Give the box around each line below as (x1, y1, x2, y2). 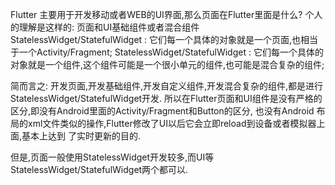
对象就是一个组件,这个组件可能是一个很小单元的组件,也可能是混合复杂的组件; (10, 59, 325, 70)
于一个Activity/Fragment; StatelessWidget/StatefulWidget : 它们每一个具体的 (10, 46, 324, 58)
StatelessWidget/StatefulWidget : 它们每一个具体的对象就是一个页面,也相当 (10, 34, 319, 45)
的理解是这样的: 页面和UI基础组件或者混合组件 (10, 21, 200, 33)
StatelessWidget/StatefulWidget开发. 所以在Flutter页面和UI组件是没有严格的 (10, 93, 323, 104)
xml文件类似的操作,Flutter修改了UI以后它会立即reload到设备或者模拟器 (27, 118, 317, 129)
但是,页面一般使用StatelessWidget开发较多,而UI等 (10, 151, 215, 163)
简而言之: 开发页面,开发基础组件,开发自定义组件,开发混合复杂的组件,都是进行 (10, 80, 324, 92)
